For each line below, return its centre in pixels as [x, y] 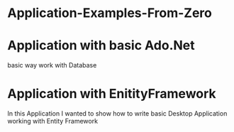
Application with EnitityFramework [112, 94]
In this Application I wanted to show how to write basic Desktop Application [117, 114]
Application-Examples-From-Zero [110, 13]
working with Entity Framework [52, 121]
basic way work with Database [52, 65]
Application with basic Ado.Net [101, 46]
